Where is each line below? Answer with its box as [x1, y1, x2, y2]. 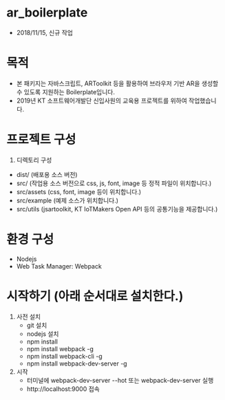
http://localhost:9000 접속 [26, 384, 100, 393]
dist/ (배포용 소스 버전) [16, 170, 78, 178]
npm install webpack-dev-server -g [26, 359, 128, 368]
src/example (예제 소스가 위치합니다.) [16, 196, 118, 204]
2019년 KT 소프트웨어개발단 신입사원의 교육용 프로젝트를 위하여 [16, 96, 187, 105]
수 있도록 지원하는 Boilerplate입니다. [16, 87, 115, 96]
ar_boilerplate [6, 5, 88, 21]
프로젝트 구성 [6, 132, 76, 147]
